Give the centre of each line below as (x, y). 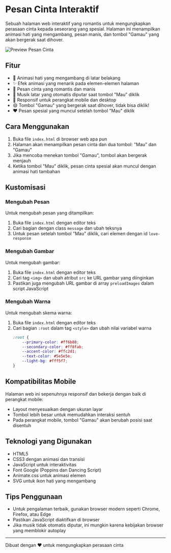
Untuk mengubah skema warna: (39, 313)
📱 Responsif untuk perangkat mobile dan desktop (64, 100)
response (22, 239)
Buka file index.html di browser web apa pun (60, 139)
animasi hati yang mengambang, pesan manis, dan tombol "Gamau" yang (82, 34)
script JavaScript (31, 288)
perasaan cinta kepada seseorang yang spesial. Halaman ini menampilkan (83, 29)
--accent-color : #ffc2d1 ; (50, 352)
